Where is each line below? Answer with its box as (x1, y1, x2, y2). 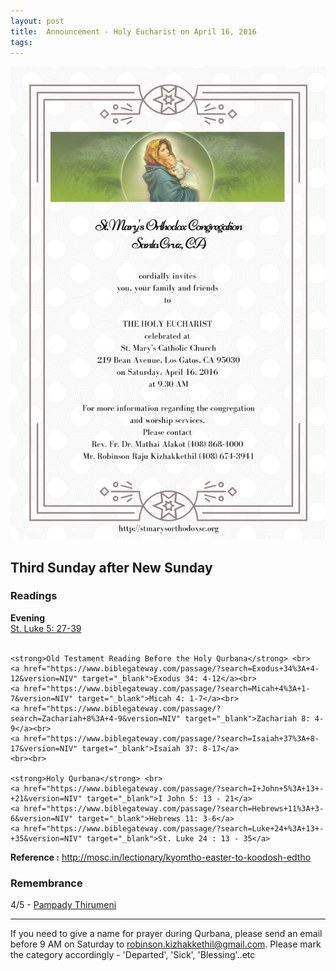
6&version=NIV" (10, 813, 74, 824)
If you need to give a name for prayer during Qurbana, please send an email (10, 928, 323, 940)
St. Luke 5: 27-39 (10, 622, 82, 634)
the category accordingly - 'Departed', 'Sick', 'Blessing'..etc (10, 949, 256, 961)
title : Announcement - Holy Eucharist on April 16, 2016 (10, 26, 257, 37)
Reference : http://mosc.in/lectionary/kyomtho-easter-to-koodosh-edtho (10, 851, 312, 863)
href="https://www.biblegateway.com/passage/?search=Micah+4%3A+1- (23, 683, 311, 694)
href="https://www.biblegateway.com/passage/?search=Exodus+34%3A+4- (23, 663, 320, 674)
